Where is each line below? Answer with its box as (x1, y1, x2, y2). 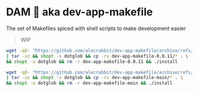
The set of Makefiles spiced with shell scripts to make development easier (6, 25, 186, 32)
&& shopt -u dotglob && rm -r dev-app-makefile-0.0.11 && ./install (6, 58, 178, 64)
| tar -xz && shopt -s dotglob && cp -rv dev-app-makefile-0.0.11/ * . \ (6, 53, 189, 59)
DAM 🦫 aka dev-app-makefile (6, 5, 153, 19)
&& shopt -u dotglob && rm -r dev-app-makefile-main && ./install (6, 80, 173, 86)
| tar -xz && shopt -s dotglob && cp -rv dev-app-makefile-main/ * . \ (6, 75, 183, 81)
